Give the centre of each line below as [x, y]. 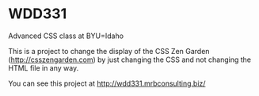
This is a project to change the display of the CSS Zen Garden [109, 51]
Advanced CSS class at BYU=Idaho [66, 36]
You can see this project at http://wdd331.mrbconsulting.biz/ [107, 83]
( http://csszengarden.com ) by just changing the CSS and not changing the [130, 60]
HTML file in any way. [44, 67]
